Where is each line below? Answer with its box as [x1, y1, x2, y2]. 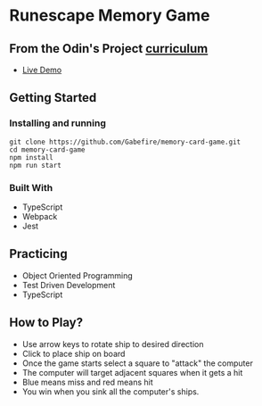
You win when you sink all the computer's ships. [21, 385, 200, 397]
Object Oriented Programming [21, 269, 134, 281]
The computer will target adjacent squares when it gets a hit [21, 367, 243, 377]
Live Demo [21, 64, 62, 75]
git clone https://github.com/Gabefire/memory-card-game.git [9, 137, 242, 146]
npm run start [9, 161, 62, 170]
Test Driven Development [21, 279, 116, 290]
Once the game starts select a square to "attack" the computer [21, 358, 254, 369]
